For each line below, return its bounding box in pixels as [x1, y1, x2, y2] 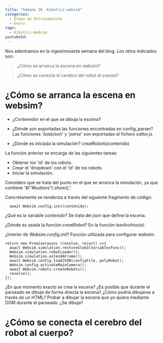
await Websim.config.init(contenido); [9, 203, 89, 209]
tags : [5, 26, 16, 30]
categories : [5, 12, 29, 17]
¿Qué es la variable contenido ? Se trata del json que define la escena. [5, 212, 146, 218]
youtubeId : [5, 35, 27, 40]
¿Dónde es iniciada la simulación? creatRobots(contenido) [12, 141, 130, 146]
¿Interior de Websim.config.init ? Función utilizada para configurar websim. [5, 231, 156, 237]
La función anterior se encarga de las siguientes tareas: [5, 150, 118, 156]
